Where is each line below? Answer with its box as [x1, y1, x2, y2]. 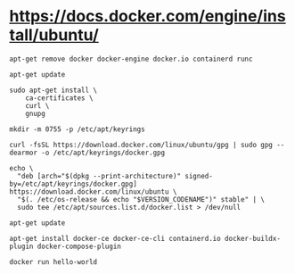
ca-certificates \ [25, 93, 94, 103]
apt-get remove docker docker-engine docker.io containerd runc [9, 54, 253, 63]
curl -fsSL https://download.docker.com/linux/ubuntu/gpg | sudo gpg [9, 140, 274, 149]
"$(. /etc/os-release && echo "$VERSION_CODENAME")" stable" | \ [17, 195, 266, 203]
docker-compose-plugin [37, 242, 122, 251]
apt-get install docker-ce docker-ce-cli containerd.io [9, 234, 221, 243]
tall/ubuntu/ [9, 25, 100, 46]
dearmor [9, 148, 38, 157]
